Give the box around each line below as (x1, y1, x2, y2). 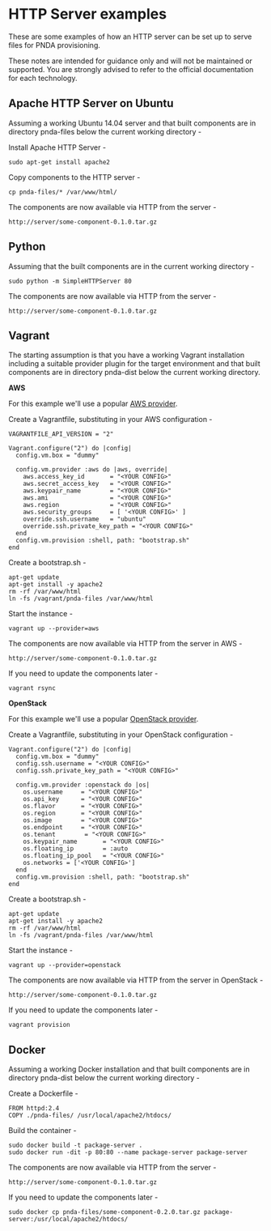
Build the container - (8, 1126, 77, 1135)
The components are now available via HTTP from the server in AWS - (8, 639, 243, 649)
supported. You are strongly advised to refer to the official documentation (8, 64, 254, 74)
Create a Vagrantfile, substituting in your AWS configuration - (8, 415, 213, 424)
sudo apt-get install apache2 (8, 158, 111, 166)
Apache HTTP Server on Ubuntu (8, 96, 174, 110)
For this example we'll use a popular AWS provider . (8, 398, 178, 409)
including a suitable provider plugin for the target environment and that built (8, 359, 260, 368)
